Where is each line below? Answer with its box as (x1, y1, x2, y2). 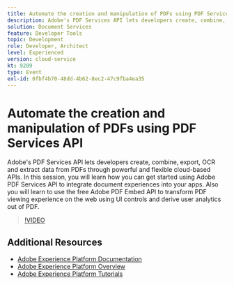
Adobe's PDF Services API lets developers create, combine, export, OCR (7, 158, 216, 166)
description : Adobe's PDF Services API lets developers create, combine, (7, 17, 226, 24)
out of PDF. (7, 203, 40, 211)
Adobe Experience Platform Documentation (17, 255, 143, 263)
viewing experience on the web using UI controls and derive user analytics (7, 195, 221, 203)
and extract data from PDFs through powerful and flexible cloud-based (7, 166, 211, 174)
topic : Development (7, 36, 64, 43)
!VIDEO (24, 216, 45, 224)
